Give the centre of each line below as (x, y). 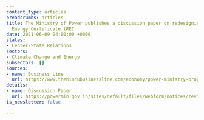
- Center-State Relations (39, 46)
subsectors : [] (25, 62)
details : (17, 85)
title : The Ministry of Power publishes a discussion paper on (88, 23)
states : (16, 40)
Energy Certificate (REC (43, 29)
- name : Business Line (35, 74)
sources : (17, 68)
